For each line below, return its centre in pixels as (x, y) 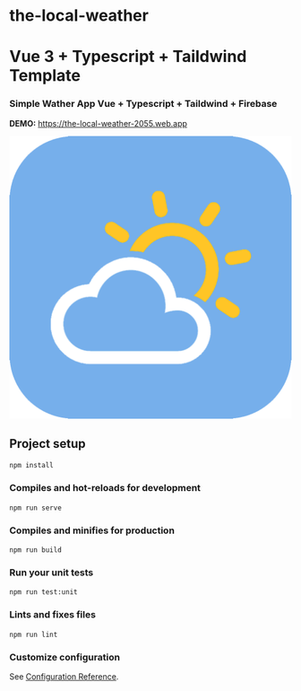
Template (45, 76)
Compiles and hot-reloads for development (105, 488)
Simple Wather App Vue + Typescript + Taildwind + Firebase (143, 104)
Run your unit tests (52, 573)
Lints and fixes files (53, 615)
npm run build (36, 550)
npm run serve (36, 508)
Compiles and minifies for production (92, 530)
